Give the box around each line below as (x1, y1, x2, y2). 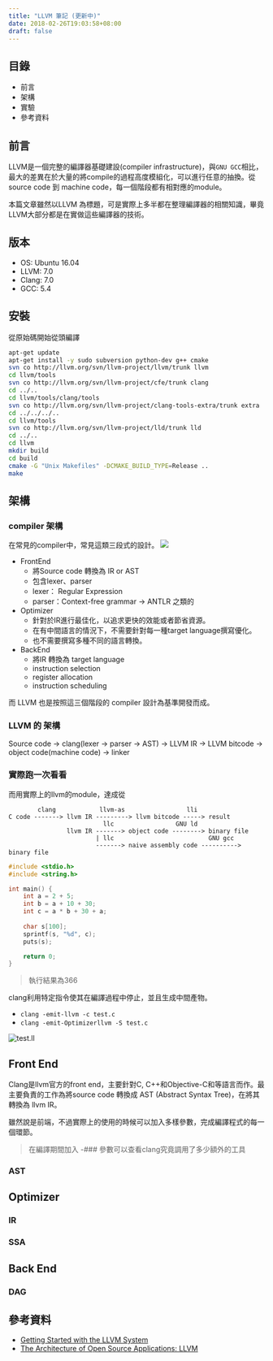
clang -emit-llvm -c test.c (19, 1011, 115, 1019)
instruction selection (32, 664, 102, 674)
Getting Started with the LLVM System (19, 1335, 149, 1345)
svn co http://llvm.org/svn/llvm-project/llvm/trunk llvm (8, 363, 209, 372)
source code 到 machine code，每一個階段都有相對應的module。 (8, 182, 227, 192)
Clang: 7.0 (19, 275, 54, 284)
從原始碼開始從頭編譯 (8, 332, 80, 342)
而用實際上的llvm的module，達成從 (8, 789, 126, 799)
